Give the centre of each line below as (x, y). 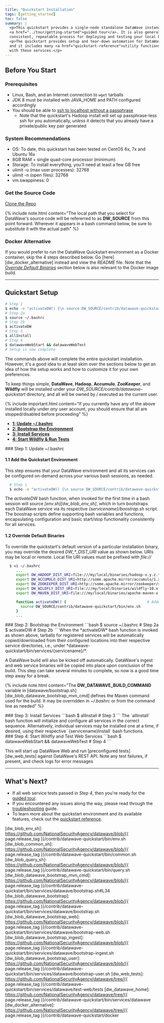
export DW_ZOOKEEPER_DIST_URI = (48, 584)
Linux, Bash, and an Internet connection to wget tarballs (68, 95)
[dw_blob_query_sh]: (26, 860)
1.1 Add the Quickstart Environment (41, 460)
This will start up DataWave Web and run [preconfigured (61, 751)
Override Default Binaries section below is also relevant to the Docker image (82, 268)
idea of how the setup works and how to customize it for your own (72, 369)
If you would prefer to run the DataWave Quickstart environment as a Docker (82, 252)
